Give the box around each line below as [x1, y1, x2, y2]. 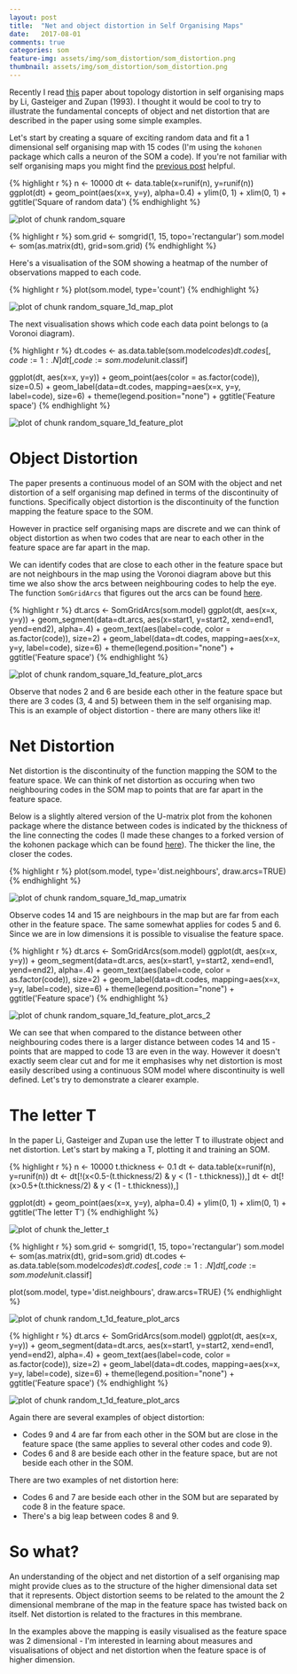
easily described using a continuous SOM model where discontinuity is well [9, 1065, 285, 1075]
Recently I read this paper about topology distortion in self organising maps [9, 86, 285, 98]
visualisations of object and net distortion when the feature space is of [9, 1645, 267, 1655]
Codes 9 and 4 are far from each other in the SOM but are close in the [21, 1429, 278, 1440]
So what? [9, 1541, 80, 1561]
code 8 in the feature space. [21, 1501, 126, 1512]
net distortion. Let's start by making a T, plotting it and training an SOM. [9, 1144, 270, 1154]
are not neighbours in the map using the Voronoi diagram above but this [9, 569, 272, 579]
